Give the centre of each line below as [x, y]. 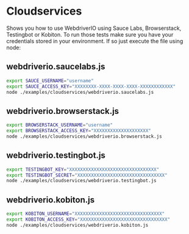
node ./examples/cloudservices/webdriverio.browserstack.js [84, 136]
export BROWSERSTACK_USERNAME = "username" [60, 125]
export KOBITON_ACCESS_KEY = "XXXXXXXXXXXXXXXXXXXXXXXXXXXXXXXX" [88, 219]
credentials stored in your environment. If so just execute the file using [95, 41]
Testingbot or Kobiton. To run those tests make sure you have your [90, 34]
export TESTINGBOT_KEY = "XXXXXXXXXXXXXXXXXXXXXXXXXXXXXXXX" [83, 169]
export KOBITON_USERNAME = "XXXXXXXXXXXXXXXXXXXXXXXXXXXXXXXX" [86, 214]
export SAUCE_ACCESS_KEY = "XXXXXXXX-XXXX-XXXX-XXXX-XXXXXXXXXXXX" [91, 87]
